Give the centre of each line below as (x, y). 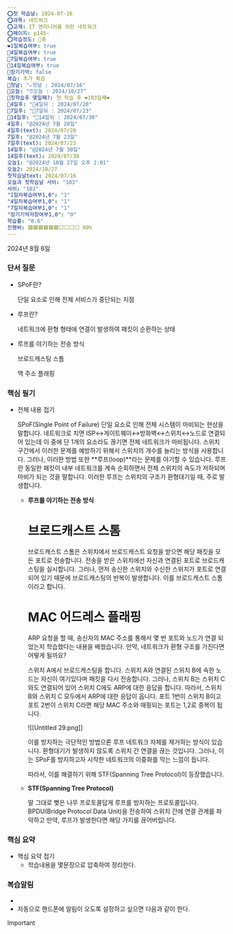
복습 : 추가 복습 (26, 78)
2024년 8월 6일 (29, 248)
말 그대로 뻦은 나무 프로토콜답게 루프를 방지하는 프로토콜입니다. (113, 802)
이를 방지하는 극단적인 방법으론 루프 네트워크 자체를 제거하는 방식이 (119, 742)
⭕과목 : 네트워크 (28, 20)
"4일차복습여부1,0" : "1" (39, 202)
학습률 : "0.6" (25, 221)
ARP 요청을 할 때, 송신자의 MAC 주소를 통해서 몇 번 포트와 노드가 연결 (122, 638)
